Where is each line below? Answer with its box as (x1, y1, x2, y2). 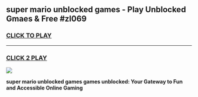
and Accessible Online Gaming (6, 84, 83, 91)
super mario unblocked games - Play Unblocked (6, 5, 186, 15)
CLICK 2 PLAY (6, 53, 47, 62)
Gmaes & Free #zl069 (6, 14, 87, 24)
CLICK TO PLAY (6, 32, 52, 40)
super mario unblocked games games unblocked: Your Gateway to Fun (6, 78, 183, 85)
